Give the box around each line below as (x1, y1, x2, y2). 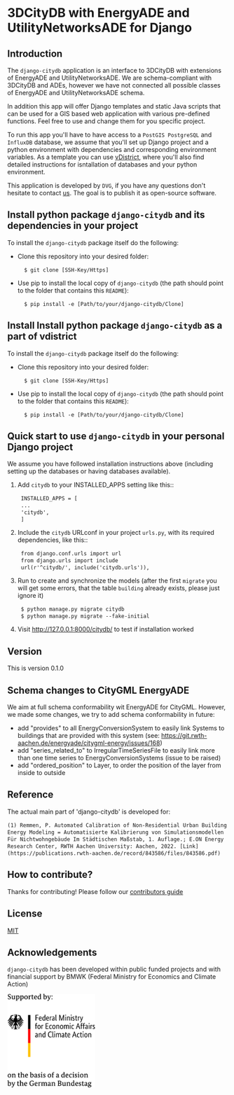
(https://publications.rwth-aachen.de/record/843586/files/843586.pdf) (7, 849, 221, 857)
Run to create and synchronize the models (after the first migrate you (17, 576, 217, 585)
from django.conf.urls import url (20, 550, 122, 557)
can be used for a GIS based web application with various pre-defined (7, 110, 210, 118)
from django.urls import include (20, 557, 118, 564)
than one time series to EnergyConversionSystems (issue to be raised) (17, 754, 221, 762)
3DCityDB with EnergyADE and (7, 5, 191, 21)
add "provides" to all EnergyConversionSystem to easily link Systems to (17, 724, 225, 732)
